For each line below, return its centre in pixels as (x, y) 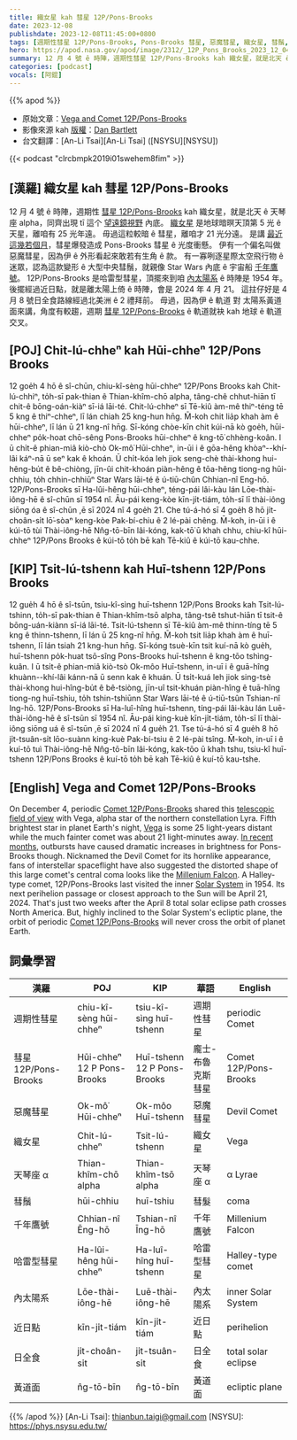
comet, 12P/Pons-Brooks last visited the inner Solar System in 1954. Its (156, 884)
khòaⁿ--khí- (266, 448)
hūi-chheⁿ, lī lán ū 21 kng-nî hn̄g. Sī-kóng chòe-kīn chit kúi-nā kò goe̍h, (139, 427)
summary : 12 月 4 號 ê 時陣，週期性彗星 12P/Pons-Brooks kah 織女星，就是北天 (146, 58)
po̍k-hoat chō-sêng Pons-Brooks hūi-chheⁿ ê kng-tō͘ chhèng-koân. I (157, 437)
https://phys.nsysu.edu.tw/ (58, 1426)
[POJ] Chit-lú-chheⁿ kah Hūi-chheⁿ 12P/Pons (135, 350)
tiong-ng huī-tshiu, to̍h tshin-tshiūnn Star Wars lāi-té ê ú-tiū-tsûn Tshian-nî (145, 698)
